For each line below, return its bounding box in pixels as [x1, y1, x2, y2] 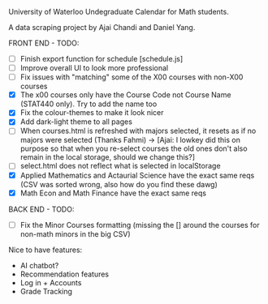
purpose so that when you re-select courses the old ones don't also [19, 143, 248, 153]
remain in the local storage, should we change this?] [19, 152, 196, 162]
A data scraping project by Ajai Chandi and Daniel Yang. [8, 23, 196, 32]
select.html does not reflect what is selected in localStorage [19, 161, 221, 171]
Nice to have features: [8, 245, 83, 255]
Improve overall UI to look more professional [19, 63, 169, 73]
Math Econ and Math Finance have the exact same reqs [19, 188, 207, 198]
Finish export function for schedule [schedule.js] [19, 54, 184, 63]
